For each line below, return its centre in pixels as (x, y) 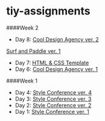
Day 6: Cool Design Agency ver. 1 (56, 69)
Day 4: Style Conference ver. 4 (53, 92)
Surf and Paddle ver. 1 (33, 51)
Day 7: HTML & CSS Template (52, 63)
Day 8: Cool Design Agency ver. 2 (57, 39)
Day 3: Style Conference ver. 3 (53, 99)
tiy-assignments (48, 11)
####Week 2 (23, 28)
